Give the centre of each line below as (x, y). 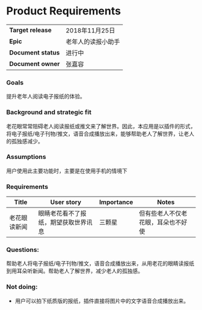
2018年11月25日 (90, 30)
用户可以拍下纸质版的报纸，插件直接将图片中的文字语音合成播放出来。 (102, 300)
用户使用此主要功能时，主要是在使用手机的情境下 (67, 171)
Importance (116, 202)
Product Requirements (64, 11)
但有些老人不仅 (160, 213)
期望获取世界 (68, 222)
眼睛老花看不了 (59, 213)
